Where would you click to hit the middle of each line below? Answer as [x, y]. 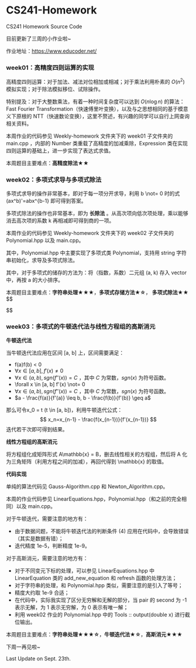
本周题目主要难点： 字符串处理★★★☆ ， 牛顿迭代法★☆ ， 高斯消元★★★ [94, 635]
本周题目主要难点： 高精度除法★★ [47, 163]
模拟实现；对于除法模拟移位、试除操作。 [55, 89]
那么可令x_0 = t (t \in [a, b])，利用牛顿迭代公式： [64, 410]
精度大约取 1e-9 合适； [42, 593]
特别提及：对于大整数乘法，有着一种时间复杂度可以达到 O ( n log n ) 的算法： [96, 101]
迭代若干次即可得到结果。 [37, 430]
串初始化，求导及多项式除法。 [42, 260]
